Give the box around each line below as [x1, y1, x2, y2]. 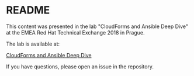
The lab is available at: [6, 40, 60, 47]
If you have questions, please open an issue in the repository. [6, 63, 154, 70]
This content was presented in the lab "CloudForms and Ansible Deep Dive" [6, 23, 189, 30]
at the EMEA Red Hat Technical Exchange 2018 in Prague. [6, 29, 145, 36]
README [6, 4, 50, 17]
